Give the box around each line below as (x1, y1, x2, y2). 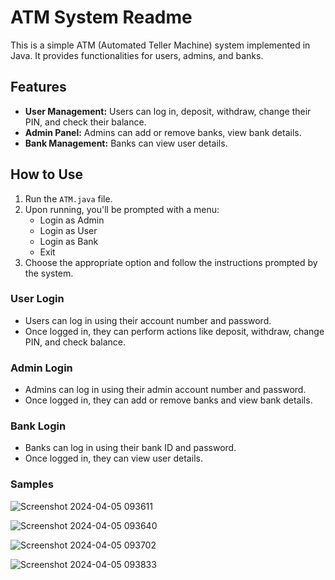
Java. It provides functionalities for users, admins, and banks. (10, 49, 264, 61)
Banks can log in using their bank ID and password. (24, 442, 237, 454)
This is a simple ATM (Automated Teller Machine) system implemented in (10, 39, 311, 51)
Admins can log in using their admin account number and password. (24, 384, 307, 396)
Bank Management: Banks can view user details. (24, 137, 228, 149)
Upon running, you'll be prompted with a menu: (24, 203, 220, 215)
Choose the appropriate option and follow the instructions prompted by (24, 256, 318, 268)
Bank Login (10, 419, 67, 433)
